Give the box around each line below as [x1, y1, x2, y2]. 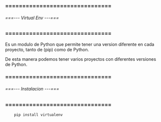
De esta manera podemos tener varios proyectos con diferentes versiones [5, 56, 157, 62]
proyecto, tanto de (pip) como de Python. [5, 46, 89, 52]
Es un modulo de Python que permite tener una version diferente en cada [5, 41, 155, 47]
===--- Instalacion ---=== [5, 86, 59, 92]
